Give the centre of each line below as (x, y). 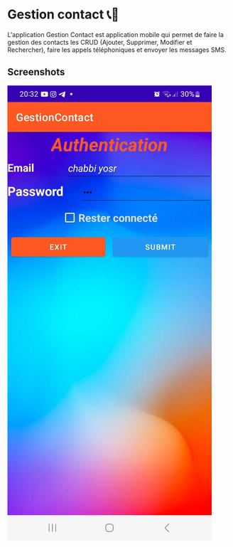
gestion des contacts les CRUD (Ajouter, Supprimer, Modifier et (100, 42)
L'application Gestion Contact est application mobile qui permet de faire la (115, 34)
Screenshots (36, 72)
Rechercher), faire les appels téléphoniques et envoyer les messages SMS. (117, 50)
